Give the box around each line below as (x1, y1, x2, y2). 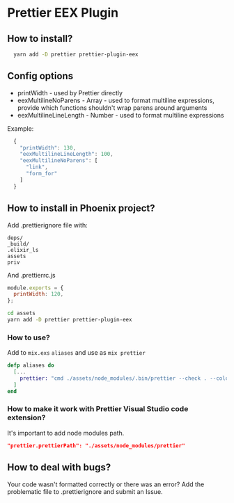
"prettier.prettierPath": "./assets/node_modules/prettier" (7, 442, 186, 449)
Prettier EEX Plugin (7, 5, 119, 21)
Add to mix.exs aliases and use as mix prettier (7, 349, 146, 357)
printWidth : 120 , (13, 291, 64, 298)
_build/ (7, 240, 30, 248)
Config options (7, 70, 74, 82)
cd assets (7, 310, 36, 317)
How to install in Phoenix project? (7, 202, 155, 214)
